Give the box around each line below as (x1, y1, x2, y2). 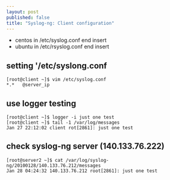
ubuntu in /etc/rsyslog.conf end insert (14, 43, 110, 50)
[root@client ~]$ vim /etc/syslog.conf (6, 77, 107, 83)
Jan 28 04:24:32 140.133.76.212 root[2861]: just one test (6, 167, 158, 174)
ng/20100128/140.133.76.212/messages (6, 162, 101, 169)
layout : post (6, 8, 39, 15)
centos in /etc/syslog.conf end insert (14, 37, 107, 44)
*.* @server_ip (6, 82, 50, 88)
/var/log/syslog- (65, 157, 110, 163)
